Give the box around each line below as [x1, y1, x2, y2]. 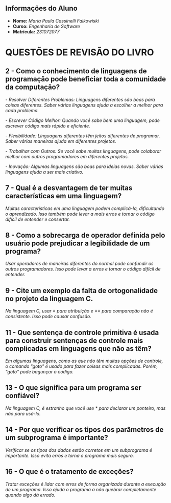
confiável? [5, 391, 40, 400]
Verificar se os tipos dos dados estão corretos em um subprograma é [5, 447, 152, 453]
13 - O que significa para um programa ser [5, 384, 142, 392]
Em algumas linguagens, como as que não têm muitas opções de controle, [5, 358, 163, 364]
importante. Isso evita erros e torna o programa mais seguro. [5, 452, 134, 458]
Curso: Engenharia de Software [12, 23, 80, 29]
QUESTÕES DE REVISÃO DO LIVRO [5, 47, 154, 58]
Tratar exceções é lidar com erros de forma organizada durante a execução [5, 481, 166, 487]
